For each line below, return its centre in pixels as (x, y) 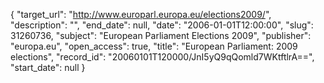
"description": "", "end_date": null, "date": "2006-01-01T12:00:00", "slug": (162, 25)
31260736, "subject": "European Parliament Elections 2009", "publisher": (161, 35)
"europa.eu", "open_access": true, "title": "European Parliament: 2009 (154, 46)
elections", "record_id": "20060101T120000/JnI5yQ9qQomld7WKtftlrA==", (162, 57)
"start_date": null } (48, 67)
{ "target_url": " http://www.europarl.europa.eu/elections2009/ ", (141, 14)
